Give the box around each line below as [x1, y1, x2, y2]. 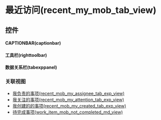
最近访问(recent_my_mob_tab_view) [5, 4, 156, 16]
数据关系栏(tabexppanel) [5, 64, 57, 70]
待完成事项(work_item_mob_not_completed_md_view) [12, 109, 123, 115]
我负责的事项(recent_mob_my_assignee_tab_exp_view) [12, 90, 125, 96]
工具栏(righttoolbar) [5, 52, 47, 58]
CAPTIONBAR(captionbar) [5, 40, 61, 46]
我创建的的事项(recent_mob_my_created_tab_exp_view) [12, 103, 126, 109]
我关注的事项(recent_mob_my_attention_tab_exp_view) [12, 97, 124, 103]
